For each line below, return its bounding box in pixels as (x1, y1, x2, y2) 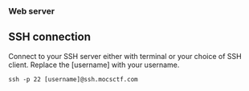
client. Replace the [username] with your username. (8, 60, 180, 69)
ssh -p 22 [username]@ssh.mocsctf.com (8, 75, 138, 83)
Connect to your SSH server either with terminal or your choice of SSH (8, 51, 243, 61)
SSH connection (8, 30, 91, 44)
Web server (8, 6, 55, 17)
